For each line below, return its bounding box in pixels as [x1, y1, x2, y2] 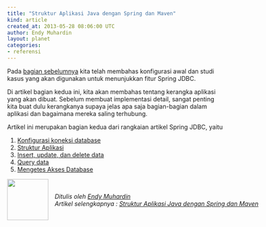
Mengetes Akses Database [16, 165, 94, 174]
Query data [16, 158, 49, 166]
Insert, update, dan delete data [16, 150, 104, 158]
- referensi [7, 49, 41, 56]
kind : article [7, 16, 48, 23]
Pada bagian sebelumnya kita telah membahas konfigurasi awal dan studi [7, 67, 215, 75]
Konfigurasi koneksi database [16, 136, 101, 144]
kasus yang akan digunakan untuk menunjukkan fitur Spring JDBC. [7, 74, 197, 82]
